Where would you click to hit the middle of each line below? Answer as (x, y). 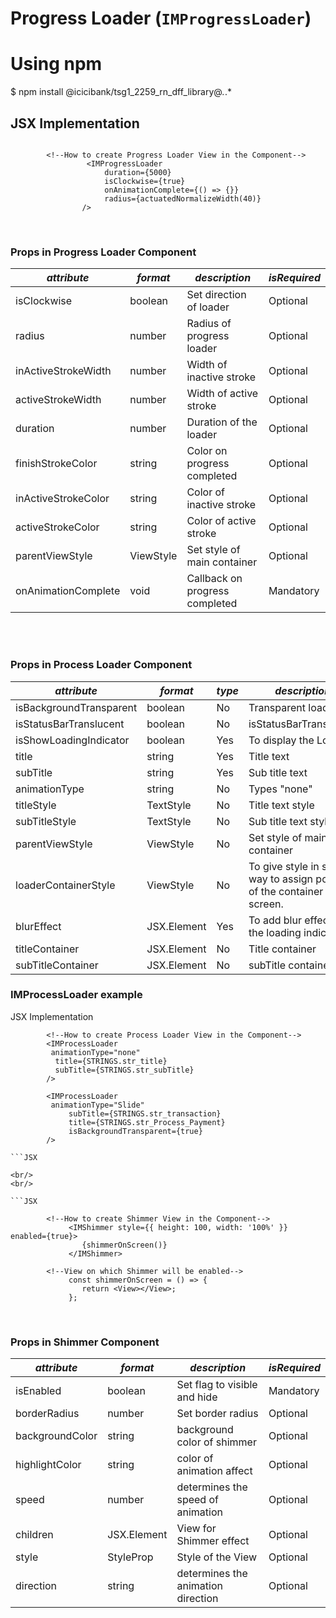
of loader (208, 307)
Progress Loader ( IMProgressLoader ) (161, 18)
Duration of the (222, 422)
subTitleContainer (57, 965)
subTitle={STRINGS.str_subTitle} (124, 1070)
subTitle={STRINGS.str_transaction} (145, 1113)
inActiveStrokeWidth (63, 371)
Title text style (281, 805)
